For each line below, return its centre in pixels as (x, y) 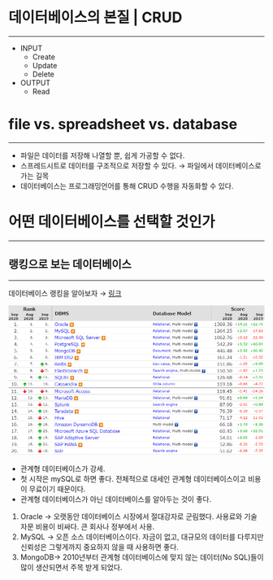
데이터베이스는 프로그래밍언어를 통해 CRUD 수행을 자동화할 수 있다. (127, 185)
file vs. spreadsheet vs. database (123, 124)
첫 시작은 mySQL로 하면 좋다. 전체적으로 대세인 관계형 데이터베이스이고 (133, 478)
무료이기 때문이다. (57, 489)
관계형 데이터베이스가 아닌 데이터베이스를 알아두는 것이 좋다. (116, 499)
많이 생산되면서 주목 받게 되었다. (71, 567)
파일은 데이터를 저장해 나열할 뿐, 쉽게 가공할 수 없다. (102, 155)
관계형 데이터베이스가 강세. (63, 469)
